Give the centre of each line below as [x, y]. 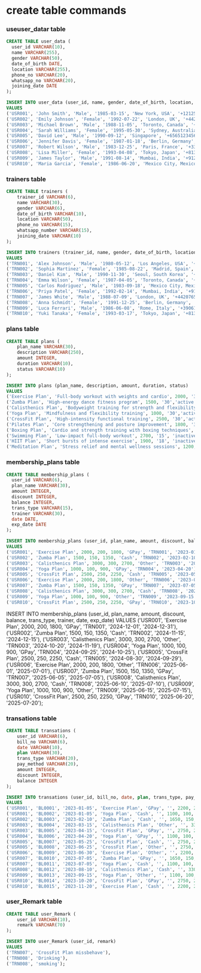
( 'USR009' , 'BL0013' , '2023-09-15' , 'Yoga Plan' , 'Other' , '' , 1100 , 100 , [101, 875]
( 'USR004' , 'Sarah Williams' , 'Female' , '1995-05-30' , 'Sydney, [88, 130]
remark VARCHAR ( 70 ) [41, 925]
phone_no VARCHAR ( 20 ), [40, 75]
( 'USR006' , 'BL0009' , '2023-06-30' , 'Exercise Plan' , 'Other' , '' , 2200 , [100, 853]
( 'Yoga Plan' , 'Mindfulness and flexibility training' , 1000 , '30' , [93, 414]
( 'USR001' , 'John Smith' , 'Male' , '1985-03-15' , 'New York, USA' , [91, 113]
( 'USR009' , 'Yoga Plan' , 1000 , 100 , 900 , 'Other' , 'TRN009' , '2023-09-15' [101, 596]
